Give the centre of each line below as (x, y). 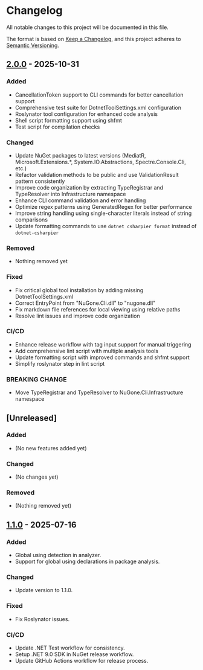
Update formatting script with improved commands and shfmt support (102, 357)
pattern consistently (40, 181)
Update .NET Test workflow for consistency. (70, 648)
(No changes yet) (37, 477)
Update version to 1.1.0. (44, 590)
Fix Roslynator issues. (42, 619)
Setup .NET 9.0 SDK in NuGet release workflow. (74, 654)
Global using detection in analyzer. (58, 555)
